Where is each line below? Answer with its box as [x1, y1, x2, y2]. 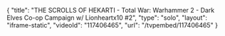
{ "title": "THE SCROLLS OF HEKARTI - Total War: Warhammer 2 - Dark [6, 6, 215, 14]
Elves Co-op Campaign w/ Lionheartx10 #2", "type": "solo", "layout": [6, 13, 208, 22]
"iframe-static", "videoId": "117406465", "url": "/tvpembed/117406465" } [6, 21, 219, 29]
